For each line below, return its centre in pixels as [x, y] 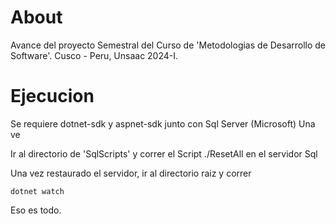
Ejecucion [52, 96]
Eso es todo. [36, 210]
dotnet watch [37, 191]
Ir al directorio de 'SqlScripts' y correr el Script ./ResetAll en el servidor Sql [164, 153]
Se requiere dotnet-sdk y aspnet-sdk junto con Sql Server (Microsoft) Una [163, 123]
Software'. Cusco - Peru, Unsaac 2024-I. [94, 55]
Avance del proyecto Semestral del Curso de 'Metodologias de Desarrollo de [168, 45]
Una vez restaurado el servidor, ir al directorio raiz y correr [131, 173]
